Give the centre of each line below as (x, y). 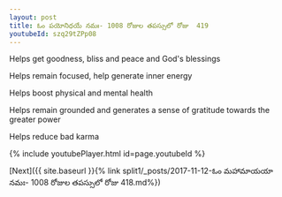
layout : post (33, 17)
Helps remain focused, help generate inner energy (101, 76)
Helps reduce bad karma (54, 137)
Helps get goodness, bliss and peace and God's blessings (115, 59)
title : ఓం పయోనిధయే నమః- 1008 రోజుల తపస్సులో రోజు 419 (109, 26)
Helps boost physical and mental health (81, 93)
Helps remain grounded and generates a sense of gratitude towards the (140, 110)
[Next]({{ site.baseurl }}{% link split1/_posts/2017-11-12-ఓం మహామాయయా (141, 171)
